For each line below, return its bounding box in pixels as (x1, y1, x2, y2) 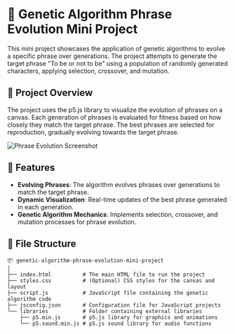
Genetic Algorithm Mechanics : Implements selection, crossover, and (17, 210, 218, 218)
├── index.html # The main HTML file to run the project (7, 271, 206, 279)
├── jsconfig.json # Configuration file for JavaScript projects (7, 302, 221, 309)
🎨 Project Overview (7, 87, 93, 99)
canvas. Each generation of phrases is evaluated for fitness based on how (7, 113, 222, 121)
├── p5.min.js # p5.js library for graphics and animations (20, 314, 218, 321)
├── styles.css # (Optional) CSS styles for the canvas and (7, 277, 215, 284)
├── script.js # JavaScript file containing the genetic (7, 290, 209, 297)
